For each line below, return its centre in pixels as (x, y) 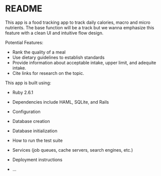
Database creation (31, 121)
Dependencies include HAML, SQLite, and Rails (60, 102)
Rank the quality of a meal (39, 52)
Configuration (26, 112)
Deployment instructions (37, 160)
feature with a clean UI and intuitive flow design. (54, 33)
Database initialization (35, 131)
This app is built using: (28, 83)
